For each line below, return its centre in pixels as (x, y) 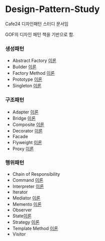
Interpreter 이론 (28, 186)
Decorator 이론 (27, 131)
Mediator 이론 (26, 198)
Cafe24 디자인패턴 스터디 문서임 (37, 24)
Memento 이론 (27, 204)
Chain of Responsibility (36, 174)
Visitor (19, 234)
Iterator (20, 192)
